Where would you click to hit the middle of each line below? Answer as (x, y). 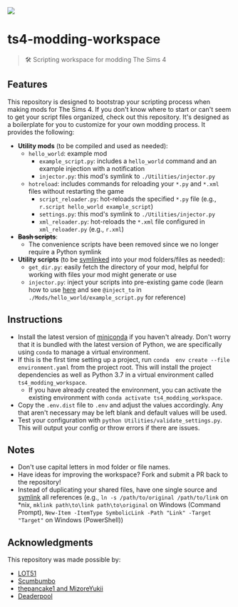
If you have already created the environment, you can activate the (125, 390)
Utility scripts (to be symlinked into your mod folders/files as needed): (121, 259)
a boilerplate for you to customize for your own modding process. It (106, 124)
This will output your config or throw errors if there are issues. (109, 427)
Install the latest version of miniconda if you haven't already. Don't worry (124, 337)
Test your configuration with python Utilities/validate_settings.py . (120, 420)
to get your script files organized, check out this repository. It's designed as (118, 117)
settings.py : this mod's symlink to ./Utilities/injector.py (127, 214)
